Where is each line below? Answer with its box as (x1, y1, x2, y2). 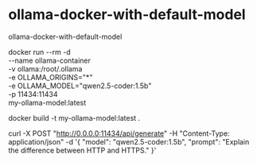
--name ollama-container (8, 56, 92, 65)
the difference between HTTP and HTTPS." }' (8, 145, 157, 155)
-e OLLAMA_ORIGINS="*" (8, 72, 93, 82)
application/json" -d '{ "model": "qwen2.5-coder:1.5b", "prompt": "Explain (8, 137, 250, 146)
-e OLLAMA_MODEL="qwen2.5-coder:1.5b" (8, 81, 152, 91)
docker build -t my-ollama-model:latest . (8, 113, 141, 122)
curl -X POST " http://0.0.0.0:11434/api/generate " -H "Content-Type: (8, 129, 230, 138)
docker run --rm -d (8, 47, 72, 56)
